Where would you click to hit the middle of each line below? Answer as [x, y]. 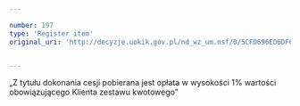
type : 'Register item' [51, 33]
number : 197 [31, 25]
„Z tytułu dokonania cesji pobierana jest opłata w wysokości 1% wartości [143, 83]
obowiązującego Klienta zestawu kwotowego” [94, 92]
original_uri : [36, 42]
